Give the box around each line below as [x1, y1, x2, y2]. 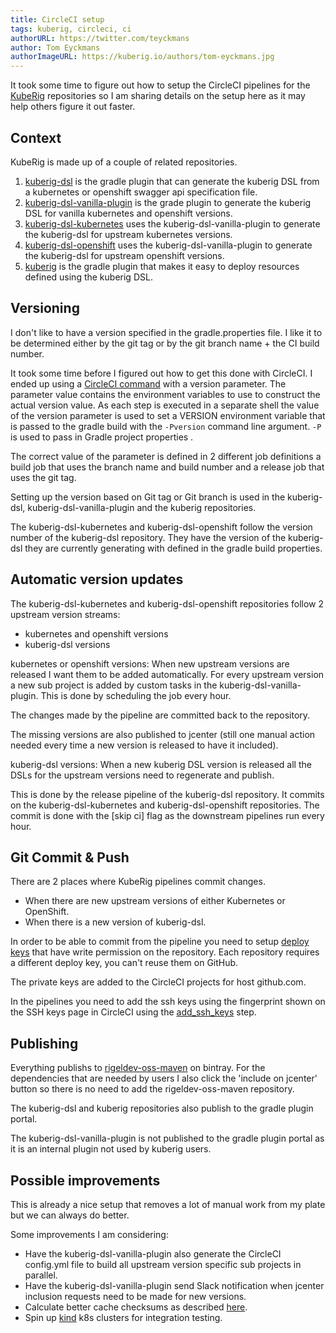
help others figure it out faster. [10, 101, 136, 113]
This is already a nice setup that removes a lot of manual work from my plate [10, 1199, 326, 1210]
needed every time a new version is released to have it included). [10, 739, 279, 751]
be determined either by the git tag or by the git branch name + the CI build [10, 337, 320, 349]
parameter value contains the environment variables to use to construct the [10, 388, 321, 400]
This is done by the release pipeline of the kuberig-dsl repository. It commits [10, 788, 325, 800]
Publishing [10, 1035, 79, 1052]
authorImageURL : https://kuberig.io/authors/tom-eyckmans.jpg [10, 52, 275, 62]
